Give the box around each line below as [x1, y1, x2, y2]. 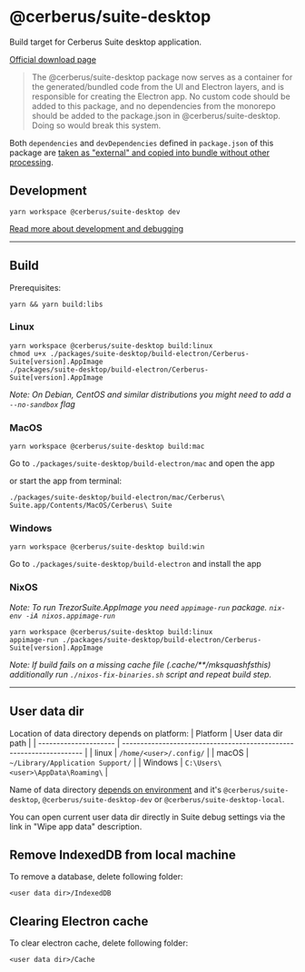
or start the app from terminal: [9, 475, 123, 487]
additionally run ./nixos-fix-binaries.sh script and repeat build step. [9, 669, 272, 679]
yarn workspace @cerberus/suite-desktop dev [9, 207, 181, 216]
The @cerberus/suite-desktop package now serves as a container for [31, 71, 293, 83]
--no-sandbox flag [9, 398, 75, 410]
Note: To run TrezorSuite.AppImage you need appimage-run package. [9, 601, 268, 612]
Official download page [9, 54, 97, 64]
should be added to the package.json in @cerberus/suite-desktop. [31, 110, 281, 121]
